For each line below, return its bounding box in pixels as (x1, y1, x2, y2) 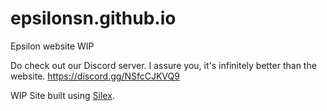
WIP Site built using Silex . (10, 89, 115, 101)
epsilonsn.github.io (10, 7, 177, 30)
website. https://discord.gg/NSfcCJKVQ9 (10, 70, 180, 82)
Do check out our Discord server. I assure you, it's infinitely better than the (10, 59, 317, 71)
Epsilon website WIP (10, 40, 95, 52)
